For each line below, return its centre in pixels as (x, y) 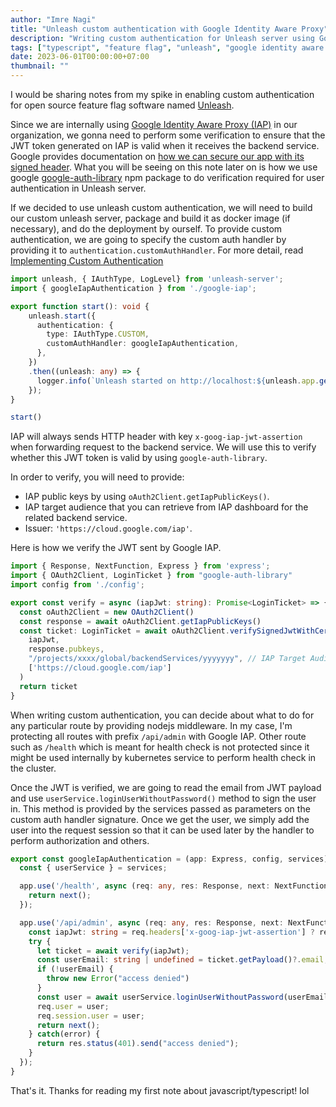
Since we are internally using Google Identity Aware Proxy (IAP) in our (154, 124)
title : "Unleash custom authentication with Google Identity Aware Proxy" (169, 29)
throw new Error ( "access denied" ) (118, 979)
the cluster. (33, 768)
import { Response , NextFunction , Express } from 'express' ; (140, 566)
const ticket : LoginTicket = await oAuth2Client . (124, 631)
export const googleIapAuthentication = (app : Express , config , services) (169, 859)
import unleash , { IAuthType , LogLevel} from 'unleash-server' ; (147, 279)
